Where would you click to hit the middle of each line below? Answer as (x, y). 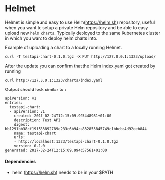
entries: (14, 103)
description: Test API (37, 120)
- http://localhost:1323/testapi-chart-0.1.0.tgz (66, 141)
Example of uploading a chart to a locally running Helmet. (63, 47)
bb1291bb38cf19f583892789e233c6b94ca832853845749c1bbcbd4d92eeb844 (76, 129)
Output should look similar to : (36, 89)
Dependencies (21, 161)
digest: (22, 124)
